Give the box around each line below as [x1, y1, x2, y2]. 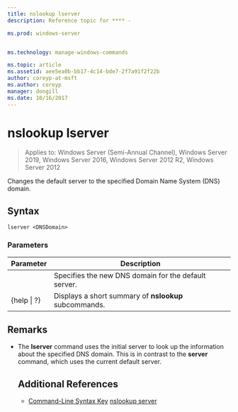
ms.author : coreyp [7, 81, 62, 88]
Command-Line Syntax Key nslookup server [28, 397, 157, 406]
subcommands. [53, 299, 106, 309]
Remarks [7, 324, 48, 336]
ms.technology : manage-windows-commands [7, 49, 129, 56]
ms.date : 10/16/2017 [7, 94, 69, 101]
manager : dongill [7, 88, 59, 95]
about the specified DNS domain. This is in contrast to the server [17, 350, 208, 358]
